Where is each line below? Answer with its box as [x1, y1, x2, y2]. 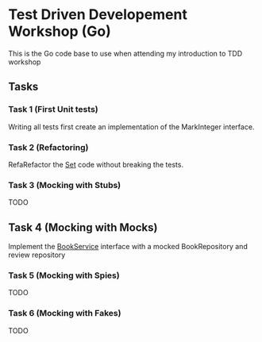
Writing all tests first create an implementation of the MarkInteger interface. [8, 121, 255, 132]
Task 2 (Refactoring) [8, 141, 89, 152]
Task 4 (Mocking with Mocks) [8, 221, 158, 234]
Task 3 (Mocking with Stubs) [8, 179, 121, 190]
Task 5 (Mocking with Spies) [8, 270, 121, 281]
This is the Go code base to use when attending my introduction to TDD [8, 48, 243, 58]
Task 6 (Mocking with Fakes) [8, 308, 121, 319]
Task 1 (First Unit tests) [8, 104, 98, 115]
